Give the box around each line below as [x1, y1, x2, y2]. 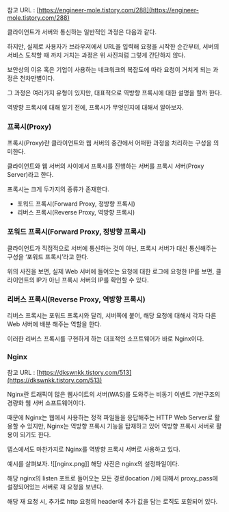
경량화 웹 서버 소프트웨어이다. [7, 399, 86, 407]
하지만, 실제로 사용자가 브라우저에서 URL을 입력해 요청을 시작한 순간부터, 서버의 [7, 42, 219, 50]
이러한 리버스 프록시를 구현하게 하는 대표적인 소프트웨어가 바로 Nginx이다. [7, 334, 204, 343]
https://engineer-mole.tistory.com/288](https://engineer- [38, 6, 200, 14]
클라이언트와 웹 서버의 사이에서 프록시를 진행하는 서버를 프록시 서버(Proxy [7, 162, 204, 170]
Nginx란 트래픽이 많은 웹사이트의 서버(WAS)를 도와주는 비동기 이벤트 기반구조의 [7, 390, 221, 399]
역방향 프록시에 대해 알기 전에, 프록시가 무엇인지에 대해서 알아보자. [7, 103, 185, 111]
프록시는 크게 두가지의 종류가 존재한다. [7, 185, 109, 193]
